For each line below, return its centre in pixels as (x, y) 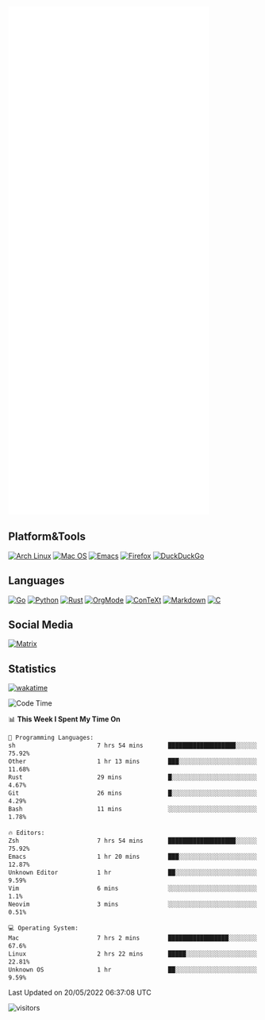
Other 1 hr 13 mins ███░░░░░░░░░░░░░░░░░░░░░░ (133, 762)
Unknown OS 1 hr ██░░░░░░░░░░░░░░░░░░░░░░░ (133, 970)
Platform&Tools (47, 537)
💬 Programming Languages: (51, 738)
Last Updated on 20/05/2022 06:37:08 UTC (80, 993)
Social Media (41, 625)
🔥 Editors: (27, 833)
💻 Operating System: (44, 928)
